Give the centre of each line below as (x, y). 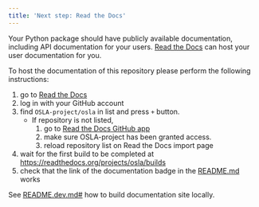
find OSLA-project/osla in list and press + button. (100, 111)
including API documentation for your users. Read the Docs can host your (129, 47)
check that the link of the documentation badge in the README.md (129, 170)
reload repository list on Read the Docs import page (128, 145)
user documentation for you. (55, 55)
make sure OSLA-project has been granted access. (128, 137)
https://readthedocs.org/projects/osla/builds (92, 162)
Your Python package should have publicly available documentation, (121, 38)
